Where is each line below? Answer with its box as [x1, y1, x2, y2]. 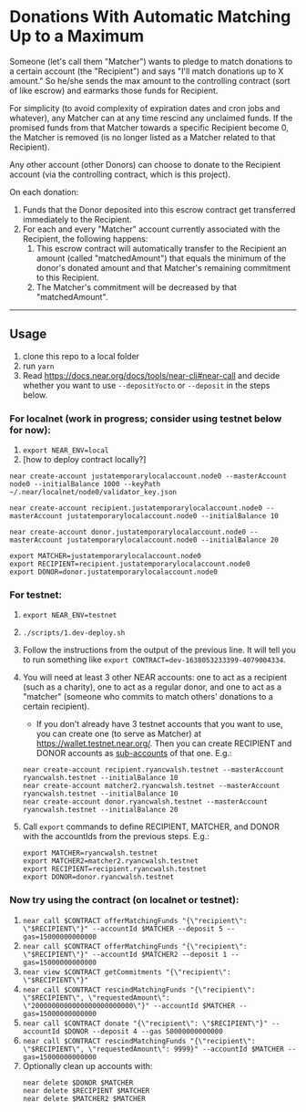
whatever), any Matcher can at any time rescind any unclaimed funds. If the [9, 112, 293, 123]
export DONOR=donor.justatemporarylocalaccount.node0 [9, 567, 219, 577]
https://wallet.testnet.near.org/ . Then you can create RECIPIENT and [36, 738, 292, 749]
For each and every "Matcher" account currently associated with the [22, 223, 280, 234]
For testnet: [9, 588, 62, 601]
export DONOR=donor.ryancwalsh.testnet [22, 873, 175, 882]
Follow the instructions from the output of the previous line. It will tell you [22, 645, 296, 656]
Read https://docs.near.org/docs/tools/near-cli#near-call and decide [22, 369, 280, 380]
